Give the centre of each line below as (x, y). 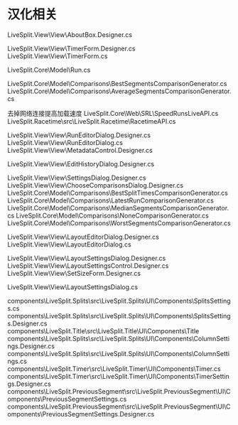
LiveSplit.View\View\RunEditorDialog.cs (65, 142)
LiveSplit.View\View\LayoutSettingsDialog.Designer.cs (87, 258)
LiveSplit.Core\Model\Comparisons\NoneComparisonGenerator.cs (113, 215)
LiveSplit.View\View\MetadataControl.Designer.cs (80, 150)
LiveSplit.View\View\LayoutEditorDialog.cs (69, 244)
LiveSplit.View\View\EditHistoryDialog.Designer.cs (81, 163)
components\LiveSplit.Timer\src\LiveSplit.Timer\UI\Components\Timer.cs (114, 368)
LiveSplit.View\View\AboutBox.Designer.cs (70, 34)
